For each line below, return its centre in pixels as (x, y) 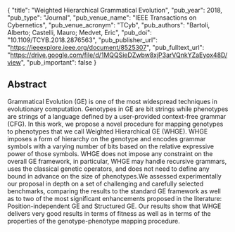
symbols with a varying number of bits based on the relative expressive (111, 146)
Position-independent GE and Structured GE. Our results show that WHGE (114, 206)
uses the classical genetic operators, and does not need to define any (108, 169)
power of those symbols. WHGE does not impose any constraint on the (110, 153)
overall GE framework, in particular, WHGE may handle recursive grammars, (117, 161)
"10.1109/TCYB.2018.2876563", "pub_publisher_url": (83, 40)
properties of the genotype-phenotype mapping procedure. (94, 221)
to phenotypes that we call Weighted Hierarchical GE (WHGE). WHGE (108, 131)
